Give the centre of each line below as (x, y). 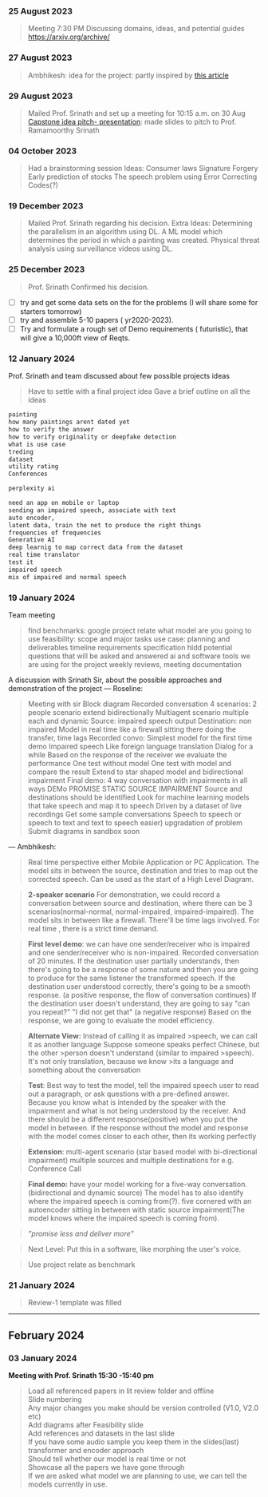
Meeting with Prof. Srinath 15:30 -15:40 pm (81, 1375)
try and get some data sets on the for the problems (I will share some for (139, 302)
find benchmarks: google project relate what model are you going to (140, 630)
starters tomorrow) (51, 311)
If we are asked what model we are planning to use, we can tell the (137, 1475)
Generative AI (32, 540)
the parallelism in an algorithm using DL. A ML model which (125, 232)
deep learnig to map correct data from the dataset (96, 548)
